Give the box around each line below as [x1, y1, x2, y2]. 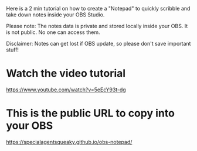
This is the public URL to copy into [6, 107, 175, 120]
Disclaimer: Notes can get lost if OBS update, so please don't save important [6, 40, 191, 47]
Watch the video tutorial [6, 67, 126, 80]
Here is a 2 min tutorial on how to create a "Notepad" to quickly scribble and [6, 5, 191, 12]
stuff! [6, 46, 19, 53]
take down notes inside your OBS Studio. [6, 11, 105, 18]
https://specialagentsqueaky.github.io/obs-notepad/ [6, 138, 133, 145]
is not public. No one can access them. [6, 29, 100, 36]
